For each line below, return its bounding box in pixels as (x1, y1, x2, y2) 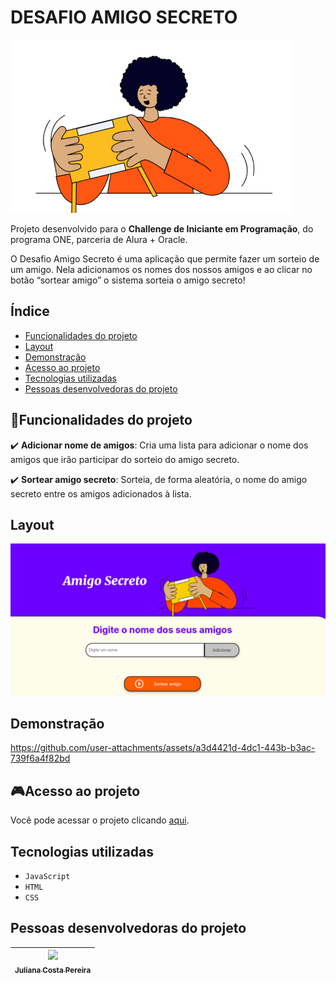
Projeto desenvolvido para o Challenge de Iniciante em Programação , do (10, 222, 314, 235)
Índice (10, 303, 50, 320)
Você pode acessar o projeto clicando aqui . (10, 814, 190, 826)
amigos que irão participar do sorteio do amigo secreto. (10, 453, 240, 465)
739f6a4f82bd (10, 752, 71, 765)
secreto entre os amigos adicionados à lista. (10, 487, 192, 500)
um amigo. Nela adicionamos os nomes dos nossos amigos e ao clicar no (10, 263, 313, 275)
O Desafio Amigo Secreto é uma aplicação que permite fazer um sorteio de (10, 252, 320, 265)
